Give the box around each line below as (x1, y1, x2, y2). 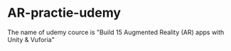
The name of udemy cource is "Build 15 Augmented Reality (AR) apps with (7, 28, 225, 36)
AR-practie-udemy (7, 5, 122, 21)
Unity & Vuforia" (7, 35, 55, 43)
